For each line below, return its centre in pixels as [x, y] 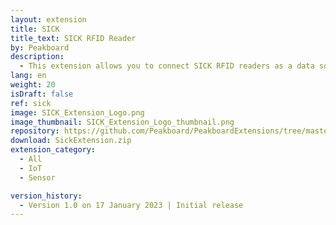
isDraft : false [42, 94]
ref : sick [31, 103]
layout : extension [48, 19]
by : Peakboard [40, 47]
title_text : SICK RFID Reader [73, 38]
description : [37, 57]
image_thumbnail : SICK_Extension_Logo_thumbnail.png [122, 122]
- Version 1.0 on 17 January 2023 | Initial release [131, 205]
